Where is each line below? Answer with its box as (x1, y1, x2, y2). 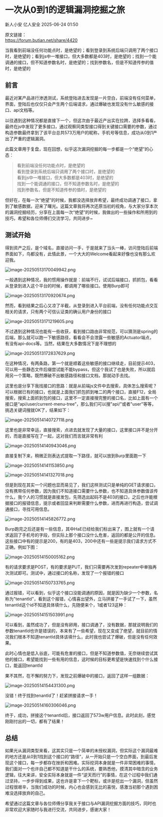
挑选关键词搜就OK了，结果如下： (5, 407, 71, 413)
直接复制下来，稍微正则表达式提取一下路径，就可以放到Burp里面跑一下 (5, 453, 147, 459)
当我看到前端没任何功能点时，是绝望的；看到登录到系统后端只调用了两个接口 (5, 47, 158, 53)
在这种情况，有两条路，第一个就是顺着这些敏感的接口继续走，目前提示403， (5, 360, 158, 366)
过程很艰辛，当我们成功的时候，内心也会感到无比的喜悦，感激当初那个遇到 (5, 784, 154, 790)
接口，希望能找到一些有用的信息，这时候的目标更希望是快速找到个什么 (13, 656, 154, 662)
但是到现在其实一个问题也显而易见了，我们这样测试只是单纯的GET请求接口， (5, 482, 158, 488)
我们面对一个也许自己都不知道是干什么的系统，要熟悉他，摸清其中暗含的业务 (5, 766, 158, 772)
